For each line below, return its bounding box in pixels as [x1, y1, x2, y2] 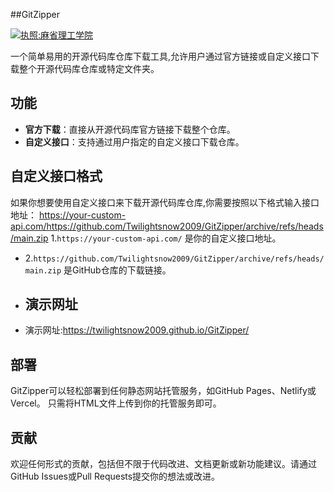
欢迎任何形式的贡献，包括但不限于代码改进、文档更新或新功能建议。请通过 [10, 458, 317, 470]
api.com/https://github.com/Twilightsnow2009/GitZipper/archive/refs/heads [10, 220, 324, 232]
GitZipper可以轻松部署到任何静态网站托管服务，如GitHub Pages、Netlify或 [10, 385, 317, 397]
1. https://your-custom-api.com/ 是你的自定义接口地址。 [50, 232, 282, 244]
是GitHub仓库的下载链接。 [63, 264, 172, 276]
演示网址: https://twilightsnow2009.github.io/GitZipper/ [24, 324, 250, 336]
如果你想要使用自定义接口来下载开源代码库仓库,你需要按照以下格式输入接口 [10, 196, 320, 208]
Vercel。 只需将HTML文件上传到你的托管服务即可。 [10, 397, 222, 409]
